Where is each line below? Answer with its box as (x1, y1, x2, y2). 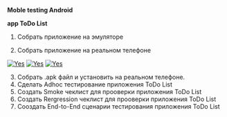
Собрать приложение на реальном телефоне (17, 46, 151, 54)
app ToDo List (7, 19, 48, 27)
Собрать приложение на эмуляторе (17, 33, 123, 41)
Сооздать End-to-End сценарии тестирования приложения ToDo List (17, 102, 220, 110)
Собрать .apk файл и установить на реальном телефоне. (17, 73, 185, 81)
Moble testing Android (7, 6, 73, 14)
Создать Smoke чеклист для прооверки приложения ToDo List (17, 88, 202, 96)
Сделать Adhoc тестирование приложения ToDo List (17, 80, 173, 89)
